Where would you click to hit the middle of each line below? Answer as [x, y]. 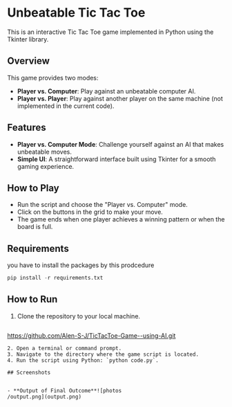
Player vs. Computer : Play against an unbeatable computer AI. [106, 91]
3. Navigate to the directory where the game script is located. [103, 354]
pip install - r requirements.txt [55, 278]
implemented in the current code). [66, 106]
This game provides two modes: [53, 78]
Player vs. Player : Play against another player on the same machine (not [120, 98]
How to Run [32, 299]
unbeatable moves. [45, 152]
